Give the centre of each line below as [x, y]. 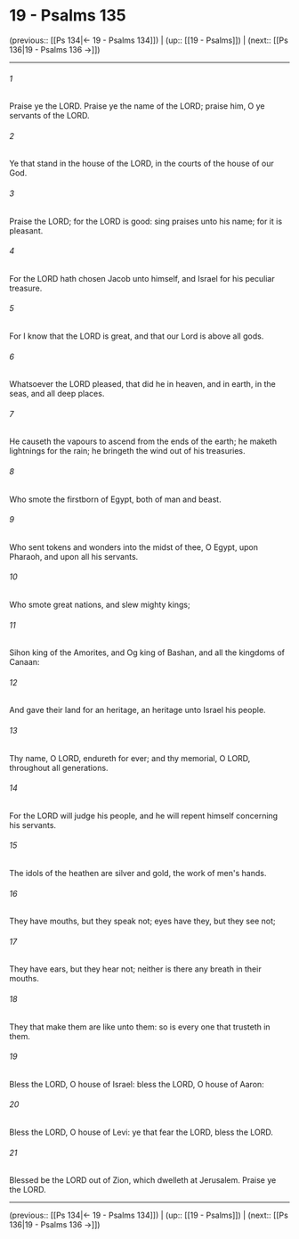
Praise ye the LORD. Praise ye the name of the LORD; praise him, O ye [137, 106]
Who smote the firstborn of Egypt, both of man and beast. [115, 499]
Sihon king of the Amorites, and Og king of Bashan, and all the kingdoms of [147, 652]
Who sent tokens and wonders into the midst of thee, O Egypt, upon [133, 547]
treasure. [26, 288]
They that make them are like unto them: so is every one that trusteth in [140, 1027]
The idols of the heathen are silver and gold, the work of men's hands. [138, 873]
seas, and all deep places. [57, 394]
